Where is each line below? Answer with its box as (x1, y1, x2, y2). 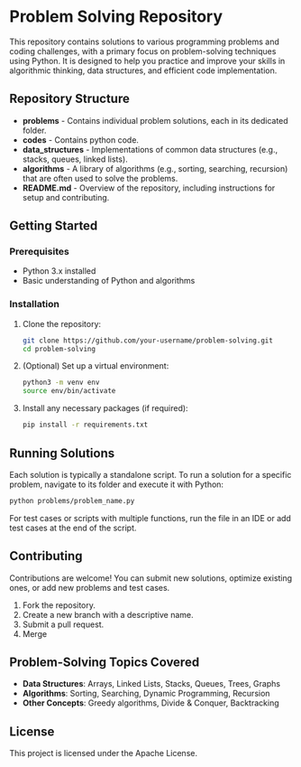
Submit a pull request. (22, 619, 105, 630)
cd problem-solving (22, 344, 96, 353)
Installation (9, 298, 60, 311)
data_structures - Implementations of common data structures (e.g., (22, 144, 278, 154)
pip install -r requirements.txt (22, 420, 149, 430)
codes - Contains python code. (22, 134, 140, 145)
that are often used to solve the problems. (22, 173, 178, 183)
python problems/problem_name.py (9, 496, 135, 505)
